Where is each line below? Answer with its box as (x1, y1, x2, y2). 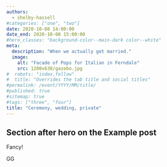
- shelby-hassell (12, 15, 56, 21)
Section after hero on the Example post (6, 127, 157, 137)
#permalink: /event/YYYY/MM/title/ (6, 83, 97, 89)
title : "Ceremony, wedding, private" (6, 104, 102, 111)
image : (12, 54, 29, 60)
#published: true (6, 88, 50, 94)
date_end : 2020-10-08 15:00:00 (6, 32, 86, 38)
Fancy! (6, 143, 23, 151)
